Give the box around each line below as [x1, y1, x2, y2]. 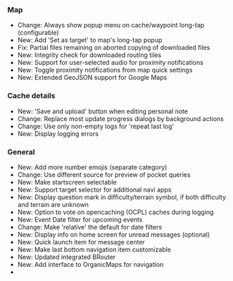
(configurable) [17, 28, 60, 37]
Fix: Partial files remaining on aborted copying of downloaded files [17, 44, 210, 52]
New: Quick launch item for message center [17, 237, 146, 246]
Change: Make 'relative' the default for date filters [17, 223, 163, 231]
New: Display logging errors [17, 129, 99, 138]
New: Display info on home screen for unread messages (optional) [17, 230, 210, 239]
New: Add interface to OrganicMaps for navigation [17, 260, 164, 268]
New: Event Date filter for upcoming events [17, 215, 143, 223]
